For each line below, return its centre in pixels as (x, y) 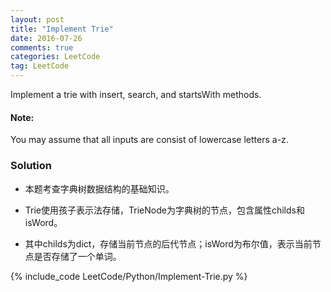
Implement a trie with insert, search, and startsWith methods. (136, 94)
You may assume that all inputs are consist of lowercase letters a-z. (149, 140)
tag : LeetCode (40, 66)
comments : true (42, 47)
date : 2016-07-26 (46, 38)
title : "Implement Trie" (62, 29)
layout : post (37, 19)
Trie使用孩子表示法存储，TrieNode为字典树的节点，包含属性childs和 (164, 210)
